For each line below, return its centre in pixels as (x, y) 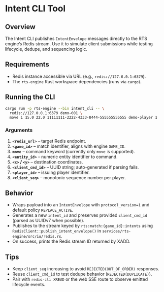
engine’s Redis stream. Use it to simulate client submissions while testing (79, 44)
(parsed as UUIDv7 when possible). (48, 221)
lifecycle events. (29, 285)
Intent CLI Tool (35, 9)
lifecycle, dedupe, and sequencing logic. (46, 49)
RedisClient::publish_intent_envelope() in (57, 231)
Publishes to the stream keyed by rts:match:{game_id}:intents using (82, 226)
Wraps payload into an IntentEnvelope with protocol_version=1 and (81, 205)
